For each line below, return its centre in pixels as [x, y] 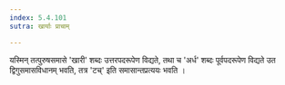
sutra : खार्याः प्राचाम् [40, 26]
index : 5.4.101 [38, 18]
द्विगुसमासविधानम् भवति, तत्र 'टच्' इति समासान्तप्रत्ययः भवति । [97, 70]
